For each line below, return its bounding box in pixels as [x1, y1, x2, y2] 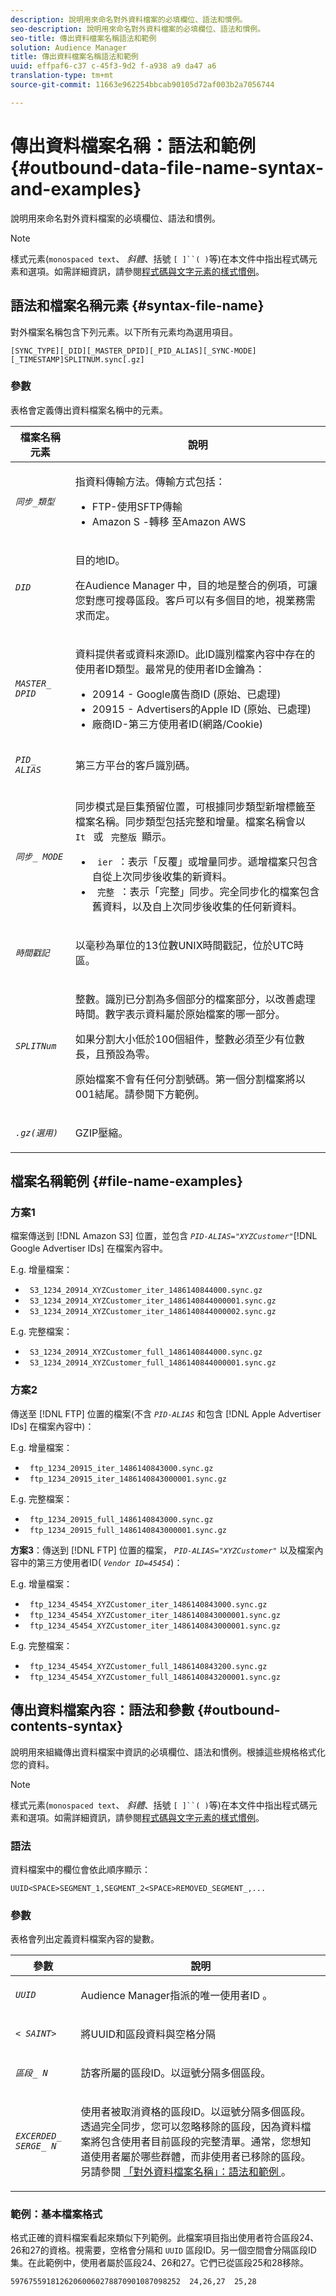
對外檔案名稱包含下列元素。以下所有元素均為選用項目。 [10, 326, 238, 338]
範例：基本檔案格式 [10, 2207, 103, 2221]
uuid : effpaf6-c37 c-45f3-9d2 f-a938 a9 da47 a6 [10, 61, 217, 71]
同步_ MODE [15, 851, 64, 862]
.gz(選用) [15, 1127, 59, 1138]
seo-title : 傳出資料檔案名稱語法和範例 [10, 33, 157, 43]
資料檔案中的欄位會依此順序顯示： [10, 1863, 151, 1875]
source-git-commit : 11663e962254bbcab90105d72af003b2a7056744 [10, 80, 275, 90]
